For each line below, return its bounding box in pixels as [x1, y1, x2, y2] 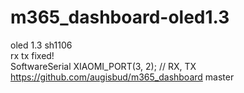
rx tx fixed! [10, 49, 55, 61]
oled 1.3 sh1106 [10, 39, 73, 51]
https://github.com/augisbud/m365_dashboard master [10, 71, 235, 83]
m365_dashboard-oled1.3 [10, 6, 230, 29]
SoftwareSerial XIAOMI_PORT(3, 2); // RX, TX [10, 60, 197, 72]
